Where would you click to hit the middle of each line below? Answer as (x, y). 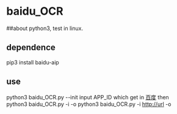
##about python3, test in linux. (45, 28)
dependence (31, 47)
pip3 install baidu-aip (33, 62)
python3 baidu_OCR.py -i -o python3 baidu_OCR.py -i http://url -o (89, 104)
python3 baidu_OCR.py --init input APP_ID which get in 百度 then (88, 97)
